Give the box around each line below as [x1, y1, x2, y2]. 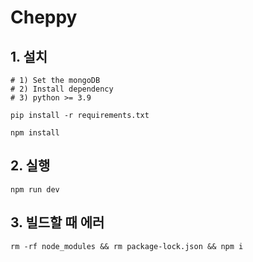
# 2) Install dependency [10, 84, 114, 94]
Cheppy [10, 6, 78, 29]
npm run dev [10, 184, 60, 195]
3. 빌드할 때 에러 [10, 214, 105, 231]
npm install [10, 128, 60, 138]
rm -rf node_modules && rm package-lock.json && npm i [10, 241, 244, 251]
